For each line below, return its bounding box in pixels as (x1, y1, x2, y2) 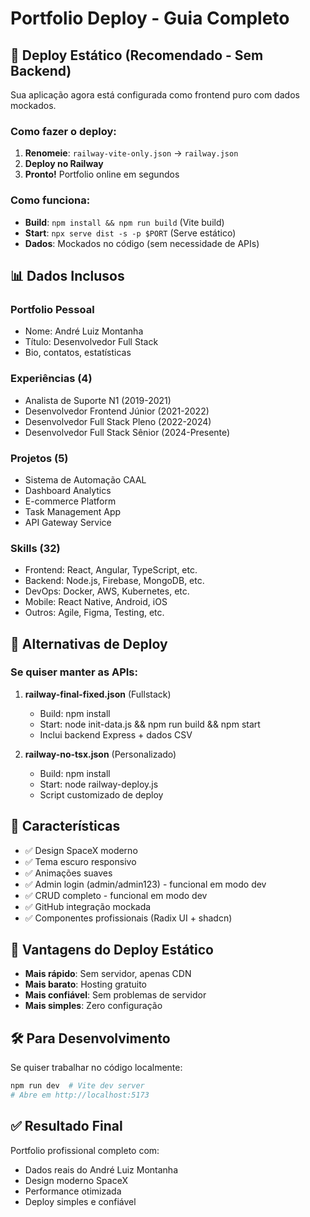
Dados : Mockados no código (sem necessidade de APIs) (24, 237, 260, 249)
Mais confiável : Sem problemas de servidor (24, 989, 207, 1001)
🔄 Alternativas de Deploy (10, 635, 168, 652)
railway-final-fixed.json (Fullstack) (24, 688, 172, 700)
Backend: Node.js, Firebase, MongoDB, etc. (24, 575, 205, 587)
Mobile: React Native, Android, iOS (24, 596, 168, 608)
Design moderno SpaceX (24, 1174, 128, 1186)
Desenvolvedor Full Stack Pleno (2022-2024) (24, 415, 212, 427)
